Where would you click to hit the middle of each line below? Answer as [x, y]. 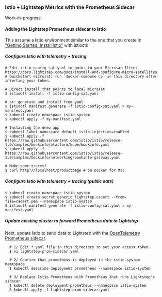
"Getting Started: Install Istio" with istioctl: [47, 45]
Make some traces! [28, 166]
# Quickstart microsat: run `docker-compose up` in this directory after [81, 77]
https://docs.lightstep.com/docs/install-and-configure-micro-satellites [81, 72]
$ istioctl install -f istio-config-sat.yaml [52, 94]
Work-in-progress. [24, 18]
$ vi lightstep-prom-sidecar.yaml [44, 252]
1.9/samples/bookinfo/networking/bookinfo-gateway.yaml [63, 158]
